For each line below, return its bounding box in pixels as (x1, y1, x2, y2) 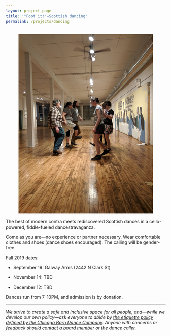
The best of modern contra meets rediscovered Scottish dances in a (6, 219, 149, 225)
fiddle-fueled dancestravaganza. (26, 224, 95, 230)
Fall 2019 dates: (6, 255, 39, 261)
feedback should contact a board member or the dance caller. (6, 325, 136, 331)
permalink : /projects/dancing (6, 19, 70, 24)
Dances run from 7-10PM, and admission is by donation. (6, 294, 123, 300)
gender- (143, 239, 160, 245)
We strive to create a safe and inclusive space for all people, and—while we (6, 309, 165, 315)
